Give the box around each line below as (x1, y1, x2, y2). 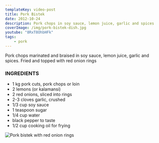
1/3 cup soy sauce (12, 102, 49, 108)
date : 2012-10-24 (5, 16, 41, 21)
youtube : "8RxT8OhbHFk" (5, 30, 54, 35)
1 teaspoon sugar (12, 107, 47, 113)
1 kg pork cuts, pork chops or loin (12, 81, 80, 87)
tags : (5, 35, 16, 40)
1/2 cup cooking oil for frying (12, 123, 70, 129)
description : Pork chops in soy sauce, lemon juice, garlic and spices (5, 21, 154, 26)
